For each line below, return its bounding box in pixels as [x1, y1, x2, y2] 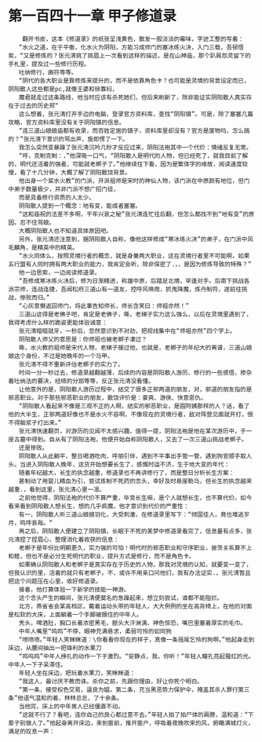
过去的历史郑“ [19, 101, 59, 110]
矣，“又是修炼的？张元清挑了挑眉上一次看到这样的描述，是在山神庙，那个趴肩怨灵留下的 [8, 52, 251, 60]
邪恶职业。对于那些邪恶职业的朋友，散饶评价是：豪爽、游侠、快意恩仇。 [8, 393, 207, 401]
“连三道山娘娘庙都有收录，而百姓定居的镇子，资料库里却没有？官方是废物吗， [18, 126, 233, 134]
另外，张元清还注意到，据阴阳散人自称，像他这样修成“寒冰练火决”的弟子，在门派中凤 [18, 235, 253, 243]
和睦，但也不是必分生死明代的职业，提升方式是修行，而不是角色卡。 [8, 552, 195, 560]
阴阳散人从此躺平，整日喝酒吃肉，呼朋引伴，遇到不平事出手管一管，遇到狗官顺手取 [18, 452, 247, 460]
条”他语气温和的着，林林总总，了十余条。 [8, 694, 123, 702]
